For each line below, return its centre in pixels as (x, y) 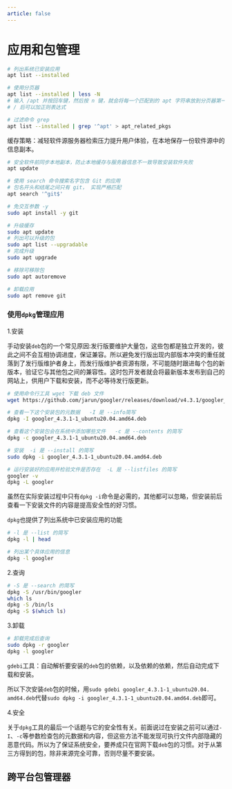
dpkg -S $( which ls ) (37, 612)
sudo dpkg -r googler (38, 645)
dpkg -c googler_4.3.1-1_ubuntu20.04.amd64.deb (77, 438)
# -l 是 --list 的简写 (38, 533)
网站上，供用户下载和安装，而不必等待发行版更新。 (80, 380)
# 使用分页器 (23, 88)
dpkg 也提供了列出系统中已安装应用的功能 (65, 520)
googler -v (23, 476)
